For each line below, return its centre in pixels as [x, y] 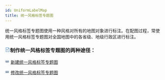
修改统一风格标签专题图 [34, 72]
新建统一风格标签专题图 [34, 62]
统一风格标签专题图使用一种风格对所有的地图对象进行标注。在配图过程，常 [80, 30]
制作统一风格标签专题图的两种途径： [53, 50]
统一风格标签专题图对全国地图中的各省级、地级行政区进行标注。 [74, 37]
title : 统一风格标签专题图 [29, 15]
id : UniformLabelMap [26, 10]
